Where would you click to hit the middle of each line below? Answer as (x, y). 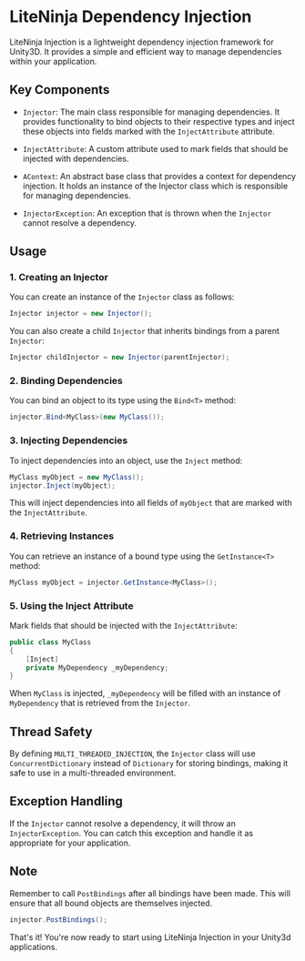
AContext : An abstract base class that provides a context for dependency (159, 176)
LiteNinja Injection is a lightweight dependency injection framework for (142, 42)
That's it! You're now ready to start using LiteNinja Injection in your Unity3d (150, 937)
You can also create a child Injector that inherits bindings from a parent (145, 331)
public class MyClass (51, 642)
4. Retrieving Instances (62, 536)
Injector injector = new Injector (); (81, 314)
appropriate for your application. (70, 843)
